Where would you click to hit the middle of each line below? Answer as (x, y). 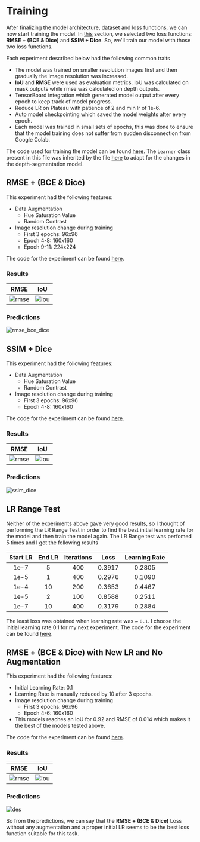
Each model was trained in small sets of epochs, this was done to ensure (104, 127)
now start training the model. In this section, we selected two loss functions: (99, 33)
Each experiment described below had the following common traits (88, 58)
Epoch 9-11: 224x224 (50, 247)
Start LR (21, 557)
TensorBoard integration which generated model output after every (97, 95)
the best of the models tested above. (60, 726)
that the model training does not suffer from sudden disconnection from (103, 133)
